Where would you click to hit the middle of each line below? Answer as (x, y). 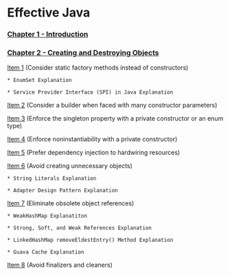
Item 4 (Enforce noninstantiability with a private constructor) (92, 139)
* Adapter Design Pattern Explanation (62, 191)
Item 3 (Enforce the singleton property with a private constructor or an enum (115, 119)
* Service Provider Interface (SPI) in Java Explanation (90, 92)
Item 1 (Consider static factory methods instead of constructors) (98, 68)
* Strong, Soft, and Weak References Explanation (80, 228)
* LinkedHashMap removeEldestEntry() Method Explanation (90, 240)
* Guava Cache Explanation (46, 252)
